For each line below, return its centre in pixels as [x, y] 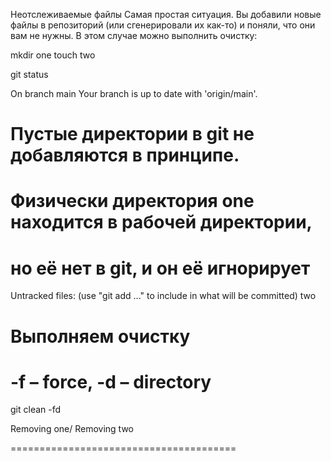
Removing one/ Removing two [72, 429]
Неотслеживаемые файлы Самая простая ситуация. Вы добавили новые [166, 14]
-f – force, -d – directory [111, 381]
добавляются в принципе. [125, 155]
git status [29, 74]
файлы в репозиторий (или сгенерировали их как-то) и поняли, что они [163, 25]
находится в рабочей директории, [161, 222]
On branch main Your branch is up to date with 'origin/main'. [134, 93]
